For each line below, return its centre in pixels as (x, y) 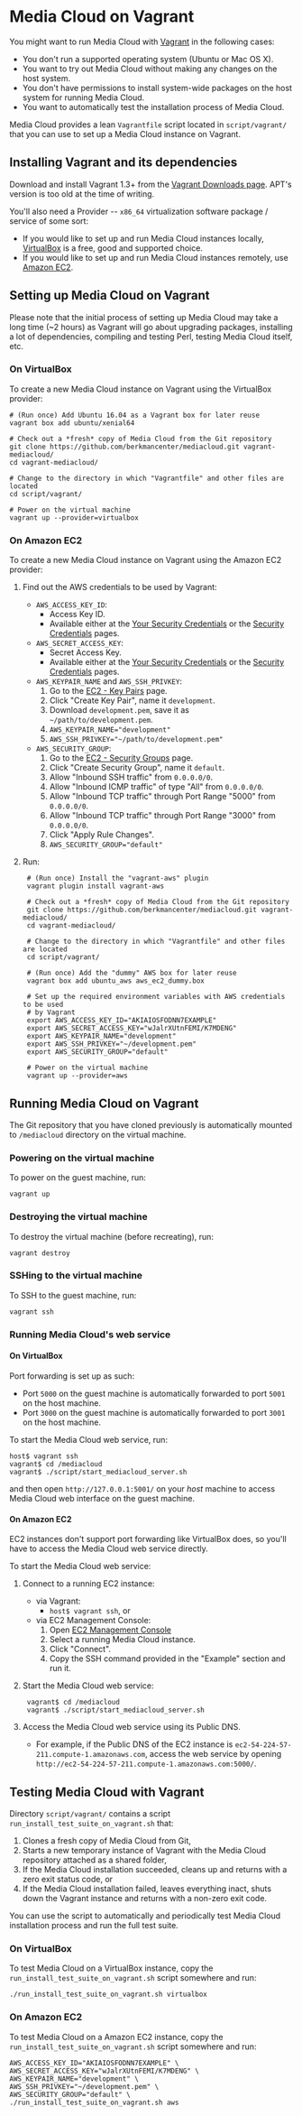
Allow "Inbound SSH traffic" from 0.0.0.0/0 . (131, 777)
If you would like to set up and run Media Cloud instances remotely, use (155, 257)
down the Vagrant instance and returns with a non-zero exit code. (145, 1898)
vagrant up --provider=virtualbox (74, 517)
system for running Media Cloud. (83, 97)
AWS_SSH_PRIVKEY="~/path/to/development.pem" (136, 740)
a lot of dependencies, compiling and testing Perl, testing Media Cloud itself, (151, 337)
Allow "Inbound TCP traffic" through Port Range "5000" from (162, 797)
